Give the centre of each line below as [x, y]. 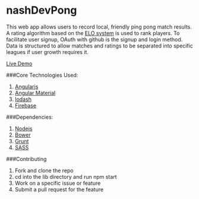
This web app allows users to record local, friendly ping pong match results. [99, 27]
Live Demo [19, 64]
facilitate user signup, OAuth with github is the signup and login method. [94, 39]
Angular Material [35, 93]
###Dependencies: [30, 117]
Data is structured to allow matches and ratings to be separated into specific [99, 46]
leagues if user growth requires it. [48, 52]
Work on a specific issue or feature [58, 183]
